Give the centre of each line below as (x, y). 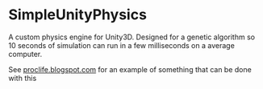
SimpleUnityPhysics (78, 15)
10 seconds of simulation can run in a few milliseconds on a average (122, 45)
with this (23, 78)
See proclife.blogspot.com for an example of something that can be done (130, 69)
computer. (25, 54)
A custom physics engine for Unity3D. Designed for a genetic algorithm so (132, 37)
